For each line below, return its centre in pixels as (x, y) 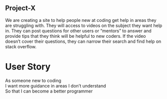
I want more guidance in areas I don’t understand (56, 86)
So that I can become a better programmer (49, 91)
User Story (28, 67)
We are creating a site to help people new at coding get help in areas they (81, 20)
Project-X (20, 8)
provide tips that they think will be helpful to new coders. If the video (76, 36)
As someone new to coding (33, 80)
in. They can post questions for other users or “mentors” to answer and (79, 31)
